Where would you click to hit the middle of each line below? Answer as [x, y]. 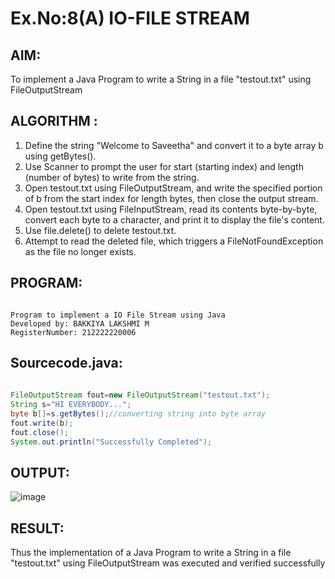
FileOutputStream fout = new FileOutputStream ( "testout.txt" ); [140, 395]
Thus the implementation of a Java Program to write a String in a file [151, 553]
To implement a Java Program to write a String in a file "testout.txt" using [161, 79]
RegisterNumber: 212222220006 [73, 332]
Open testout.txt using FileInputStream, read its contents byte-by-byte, [171, 209]
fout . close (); [40, 432]
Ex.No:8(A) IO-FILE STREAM [130, 18]
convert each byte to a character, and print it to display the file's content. [174, 219]
